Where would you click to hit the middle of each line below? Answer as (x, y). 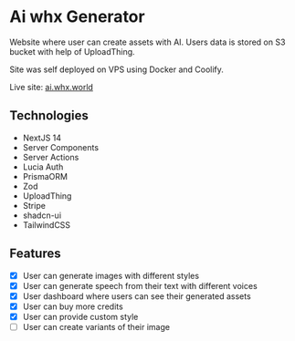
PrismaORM (45, 176)
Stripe (34, 205)
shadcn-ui (42, 215)
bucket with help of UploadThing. (72, 51)
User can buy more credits (73, 306)
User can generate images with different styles (111, 275)
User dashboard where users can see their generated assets (137, 296)
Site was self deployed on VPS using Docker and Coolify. (116, 69)
